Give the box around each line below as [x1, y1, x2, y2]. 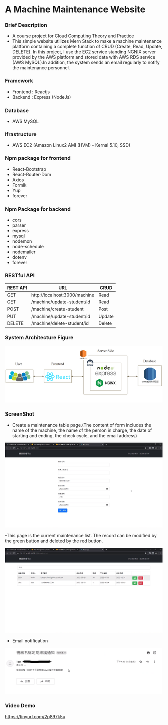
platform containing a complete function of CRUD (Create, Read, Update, [12, 44, 163, 50]
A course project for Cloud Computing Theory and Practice [12, 33, 134, 39]
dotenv [12, 254, 27, 260]
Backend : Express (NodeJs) [12, 94, 71, 100]
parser [12, 222, 26, 228]
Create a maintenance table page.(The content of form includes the [12, 422, 151, 428]
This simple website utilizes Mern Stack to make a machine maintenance [12, 38, 162, 44]
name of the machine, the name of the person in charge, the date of [12, 427, 152, 433]
